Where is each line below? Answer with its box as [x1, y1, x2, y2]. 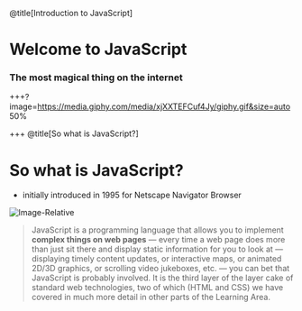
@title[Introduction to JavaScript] [9, 8, 133, 18]
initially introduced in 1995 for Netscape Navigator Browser [22, 189, 242, 201]
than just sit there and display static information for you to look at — [31, 243, 284, 255]
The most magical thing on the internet [9, 71, 183, 84]
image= [9, 101, 38, 112]
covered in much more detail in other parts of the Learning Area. [31, 292, 270, 303]
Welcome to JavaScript [9, 40, 188, 59]
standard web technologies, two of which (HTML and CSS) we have [31, 282, 284, 293]
